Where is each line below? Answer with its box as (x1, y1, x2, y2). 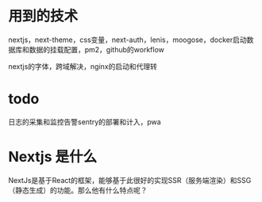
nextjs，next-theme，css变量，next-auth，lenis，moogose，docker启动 (8, 35, 248, 44)
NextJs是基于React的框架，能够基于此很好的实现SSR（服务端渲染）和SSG (8, 175, 252, 185)
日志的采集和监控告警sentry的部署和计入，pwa (8, 116, 161, 127)
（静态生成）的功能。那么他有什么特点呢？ (8, 185, 148, 195)
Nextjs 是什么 (8, 148, 98, 166)
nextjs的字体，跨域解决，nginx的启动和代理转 (8, 61, 157, 71)
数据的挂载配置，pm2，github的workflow (29, 44, 165, 54)
